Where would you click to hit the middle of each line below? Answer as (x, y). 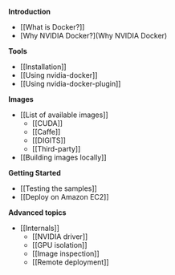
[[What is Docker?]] (52, 27)
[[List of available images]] (64, 115)
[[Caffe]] (46, 132)
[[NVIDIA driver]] (60, 237)
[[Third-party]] (56, 149)
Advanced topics (37, 212)
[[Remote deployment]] (71, 262)
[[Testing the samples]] (59, 188)
